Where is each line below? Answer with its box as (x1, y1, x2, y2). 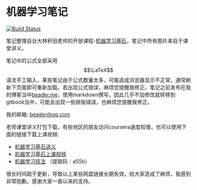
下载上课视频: (26, 130, 60, 138)
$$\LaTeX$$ (83, 66, 114, 73)
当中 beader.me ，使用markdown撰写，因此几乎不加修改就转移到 (21, 91, 176, 98)
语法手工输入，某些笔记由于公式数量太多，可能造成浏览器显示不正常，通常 (6, 76, 186, 83)
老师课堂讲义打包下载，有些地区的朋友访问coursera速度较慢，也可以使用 (6, 123, 182, 130)
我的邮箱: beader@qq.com (6, 111, 70, 118)
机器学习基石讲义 (14, 143, 56, 150)
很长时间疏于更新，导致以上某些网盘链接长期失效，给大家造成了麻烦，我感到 (6, 170, 191, 177)
